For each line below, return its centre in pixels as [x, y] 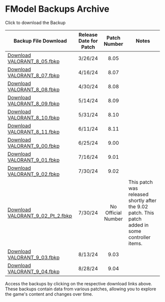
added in [138, 225]
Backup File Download [40, 41]
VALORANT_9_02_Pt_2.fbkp [40, 216]
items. [135, 243]
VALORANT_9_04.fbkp [34, 272]
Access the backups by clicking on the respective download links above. [79, 283]
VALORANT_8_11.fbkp [34, 132]
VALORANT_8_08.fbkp [34, 89]
